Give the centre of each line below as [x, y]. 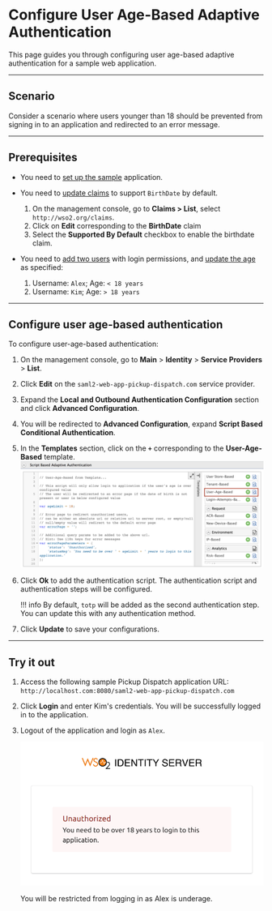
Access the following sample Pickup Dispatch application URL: [124, 682]
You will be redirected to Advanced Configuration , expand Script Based [141, 424]
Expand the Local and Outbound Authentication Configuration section [139, 400]
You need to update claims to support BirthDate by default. [119, 193]
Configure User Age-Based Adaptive [134, 15]
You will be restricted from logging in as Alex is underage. [116, 898]
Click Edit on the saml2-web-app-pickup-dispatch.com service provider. [137, 384]
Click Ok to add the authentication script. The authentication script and [138, 580]
